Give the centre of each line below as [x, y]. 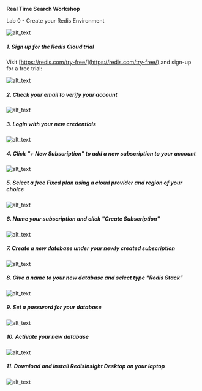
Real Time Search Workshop [43, 9]
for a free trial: [24, 68]
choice [15, 189]
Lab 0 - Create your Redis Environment [55, 21]
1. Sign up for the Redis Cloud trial [50, 47]
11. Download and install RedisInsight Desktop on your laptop [86, 366]
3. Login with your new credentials [51, 124]
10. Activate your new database [48, 337]
